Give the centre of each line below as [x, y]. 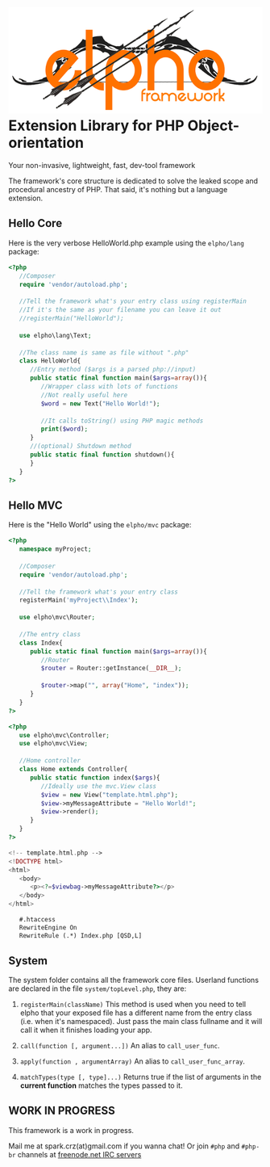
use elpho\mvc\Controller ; [64, 735]
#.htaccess [37, 920]
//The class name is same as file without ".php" [104, 353]
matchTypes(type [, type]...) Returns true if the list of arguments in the [141, 1077]
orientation [46, 143]
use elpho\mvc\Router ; [57, 617]
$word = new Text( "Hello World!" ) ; [100, 403]
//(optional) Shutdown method [80, 447]
